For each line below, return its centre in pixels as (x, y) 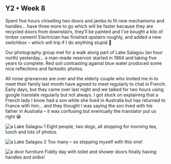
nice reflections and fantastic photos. (44, 68)
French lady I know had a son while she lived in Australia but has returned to (86, 100)
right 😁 (13, 116)
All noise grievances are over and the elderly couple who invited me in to (82, 78)
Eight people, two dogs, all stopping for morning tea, (102, 126)
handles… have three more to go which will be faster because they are (79, 26)
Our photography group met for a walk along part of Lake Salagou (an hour (84, 52)
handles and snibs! (25, 157)
